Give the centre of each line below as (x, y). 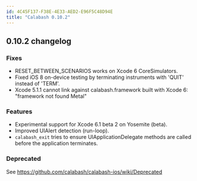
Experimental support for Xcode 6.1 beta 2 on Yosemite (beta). (91, 125)
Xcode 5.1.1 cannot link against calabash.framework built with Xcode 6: (101, 90)
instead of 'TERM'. (37, 84)
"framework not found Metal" (51, 96)
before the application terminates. (56, 144)
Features (19, 112)
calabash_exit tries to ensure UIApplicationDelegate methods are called (103, 137)
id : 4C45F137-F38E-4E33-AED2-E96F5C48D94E (60, 12)
